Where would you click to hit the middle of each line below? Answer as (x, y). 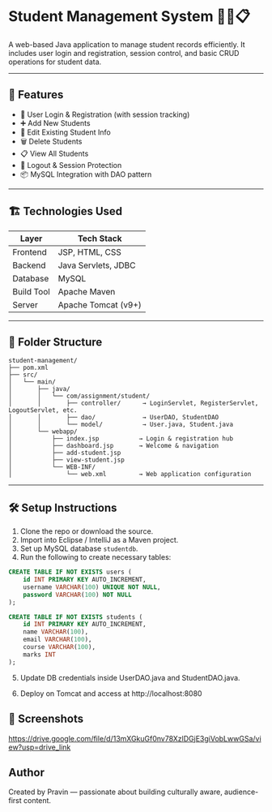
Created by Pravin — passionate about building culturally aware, (115, 792)
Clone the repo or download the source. (87, 531)
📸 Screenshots (46, 719)
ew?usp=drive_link (40, 747)
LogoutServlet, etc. (43, 410)
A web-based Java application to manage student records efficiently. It (127, 44)
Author (26, 772)
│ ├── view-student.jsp (67, 460)
